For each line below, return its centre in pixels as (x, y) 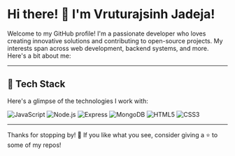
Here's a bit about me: (39, 56)
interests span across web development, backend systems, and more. (108, 48)
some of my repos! (34, 145)
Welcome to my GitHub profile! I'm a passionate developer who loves (107, 33)
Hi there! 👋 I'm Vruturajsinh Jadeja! (111, 14)
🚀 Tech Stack (36, 84)
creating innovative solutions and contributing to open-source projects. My (115, 40)
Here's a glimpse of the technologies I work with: (78, 101)
